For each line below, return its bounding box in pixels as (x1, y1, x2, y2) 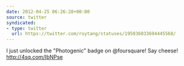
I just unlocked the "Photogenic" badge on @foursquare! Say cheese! (6, 47, 179, 54)
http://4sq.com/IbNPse (6, 54, 63, 61)
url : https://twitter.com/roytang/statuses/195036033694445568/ (11, 31, 176, 37)
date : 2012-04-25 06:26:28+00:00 (6, 8, 90, 15)
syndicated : (6, 20, 36, 26)
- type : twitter (6, 25, 47, 32)
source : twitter (6, 14, 47, 20)
